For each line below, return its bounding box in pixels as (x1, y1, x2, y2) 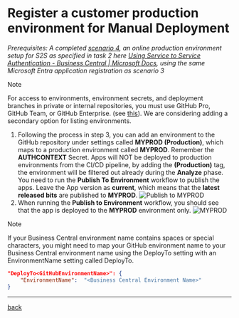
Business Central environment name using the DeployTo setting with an (7, 248, 217, 257)
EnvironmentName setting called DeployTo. (7, 256, 134, 265)
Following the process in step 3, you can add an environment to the (17, 130, 216, 139)
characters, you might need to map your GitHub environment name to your (7, 240, 226, 250)
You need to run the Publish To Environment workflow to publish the (17, 176, 220, 184)
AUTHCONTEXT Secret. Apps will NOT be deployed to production (17, 153, 212, 161)
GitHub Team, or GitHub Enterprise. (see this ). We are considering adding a (7, 109, 228, 117)
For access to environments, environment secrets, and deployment (7, 94, 204, 102)
